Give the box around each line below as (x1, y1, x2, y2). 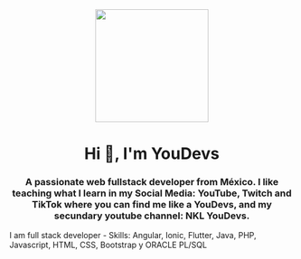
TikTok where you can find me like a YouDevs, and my (31, 199, 273, 211)
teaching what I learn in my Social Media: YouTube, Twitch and (12, 187, 292, 199)
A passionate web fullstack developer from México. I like (25, 176, 278, 189)
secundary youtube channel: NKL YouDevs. (53, 209, 250, 222)
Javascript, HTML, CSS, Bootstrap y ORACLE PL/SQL (9, 239, 208, 251)
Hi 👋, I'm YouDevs (84, 143, 220, 164)
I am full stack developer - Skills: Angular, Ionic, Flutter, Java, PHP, (9, 230, 257, 241)
